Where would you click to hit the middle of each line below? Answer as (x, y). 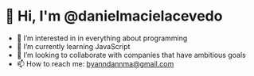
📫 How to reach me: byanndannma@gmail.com (95, 63)
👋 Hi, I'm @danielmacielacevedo (114, 16)
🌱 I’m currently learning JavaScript (73, 46)
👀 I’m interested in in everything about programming (102, 38)
